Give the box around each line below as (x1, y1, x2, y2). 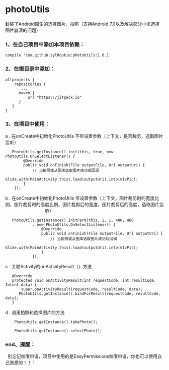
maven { (18, 90, 35, 95)
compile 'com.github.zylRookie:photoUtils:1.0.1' (5, 53, 112, 58)
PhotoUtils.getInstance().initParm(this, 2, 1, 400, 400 (12, 218, 134, 223)
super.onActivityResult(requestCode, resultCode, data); (21, 286, 143, 292)
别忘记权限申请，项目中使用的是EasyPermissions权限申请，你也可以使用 (7, 353, 157, 359)
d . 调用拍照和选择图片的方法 (5, 309, 65, 316)
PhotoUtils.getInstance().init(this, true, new (12, 149, 114, 154)
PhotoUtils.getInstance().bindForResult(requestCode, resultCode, (18, 291, 161, 296)
